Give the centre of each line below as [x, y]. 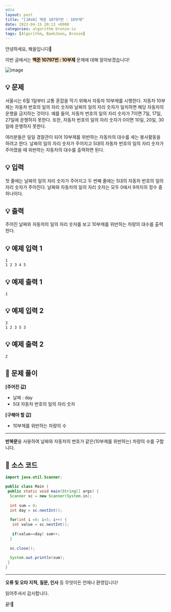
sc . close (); [23, 548]
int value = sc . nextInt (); [41, 525]
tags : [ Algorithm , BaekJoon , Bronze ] [45, 34]
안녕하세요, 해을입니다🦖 [28, 49]
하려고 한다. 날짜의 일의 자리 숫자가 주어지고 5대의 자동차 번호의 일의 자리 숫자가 [84, 143]
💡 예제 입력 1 [24, 248]
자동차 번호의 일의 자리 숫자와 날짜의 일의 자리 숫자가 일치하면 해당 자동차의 [89, 107]
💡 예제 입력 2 [25, 311]
